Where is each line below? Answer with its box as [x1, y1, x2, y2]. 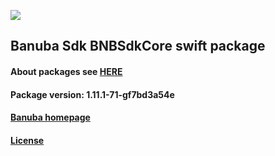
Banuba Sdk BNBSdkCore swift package [10, 38, 266, 55]
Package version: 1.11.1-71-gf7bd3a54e [10, 88, 175, 100]
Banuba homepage [10, 111, 91, 124]
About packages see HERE [10, 65, 123, 77]
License [10, 134, 45, 146]
